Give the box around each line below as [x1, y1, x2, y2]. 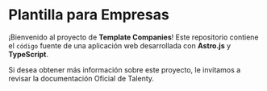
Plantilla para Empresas [8, 6, 169, 24]
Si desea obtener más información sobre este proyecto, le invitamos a [8, 64, 241, 74]
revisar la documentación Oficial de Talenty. [8, 73, 155, 83]
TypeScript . [8, 49, 49, 59]
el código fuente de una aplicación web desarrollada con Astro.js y [8, 40, 232, 50]
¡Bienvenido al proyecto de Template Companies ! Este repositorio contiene [8, 32, 259, 42]
